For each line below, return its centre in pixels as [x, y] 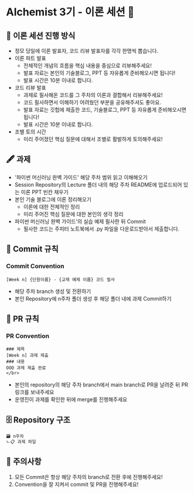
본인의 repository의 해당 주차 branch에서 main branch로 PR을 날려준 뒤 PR [101, 385]
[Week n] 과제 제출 [27, 356]
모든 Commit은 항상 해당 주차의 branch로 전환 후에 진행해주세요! [89, 477]
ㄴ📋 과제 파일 [21, 442]
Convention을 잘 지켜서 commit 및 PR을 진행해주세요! [76, 484]
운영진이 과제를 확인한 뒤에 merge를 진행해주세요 [71, 399]
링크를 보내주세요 [34, 392]
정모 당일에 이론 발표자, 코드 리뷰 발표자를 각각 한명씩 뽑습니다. [86, 51]
